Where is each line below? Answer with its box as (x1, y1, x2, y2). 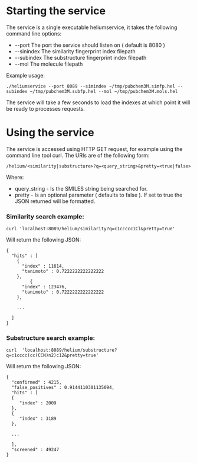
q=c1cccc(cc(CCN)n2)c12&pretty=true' (6, 352, 99, 359)
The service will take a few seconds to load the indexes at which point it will (6, 99, 191, 106)
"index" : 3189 (19, 416, 57, 422)
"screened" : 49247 (11, 447, 60, 453)
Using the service (6, 126, 94, 140)
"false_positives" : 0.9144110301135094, (11, 385, 115, 391)
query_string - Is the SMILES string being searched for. (14, 185, 148, 192)
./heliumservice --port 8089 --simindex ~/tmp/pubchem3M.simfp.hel (6, 83, 176, 89)
